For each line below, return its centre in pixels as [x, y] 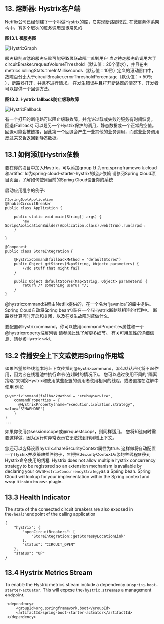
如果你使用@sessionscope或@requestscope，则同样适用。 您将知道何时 [78, 432]
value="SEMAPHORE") [25, 409]
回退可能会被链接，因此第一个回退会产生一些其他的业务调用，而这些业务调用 [82, 131]
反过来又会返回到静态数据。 [33, 138]
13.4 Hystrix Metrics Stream [49, 573]
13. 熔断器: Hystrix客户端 [43, 9]
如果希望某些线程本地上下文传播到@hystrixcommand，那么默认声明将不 [78, 369]
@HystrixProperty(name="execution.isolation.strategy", [76, 405]
